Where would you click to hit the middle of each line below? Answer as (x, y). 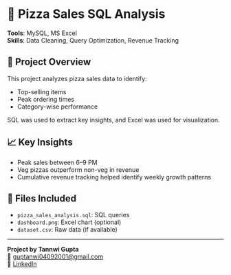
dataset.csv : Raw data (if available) (67, 230)
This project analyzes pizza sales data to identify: (77, 78)
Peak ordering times (45, 99)
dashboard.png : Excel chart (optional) (69, 222)
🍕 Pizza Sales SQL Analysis (86, 14)
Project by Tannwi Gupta (43, 250)
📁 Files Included (42, 198)
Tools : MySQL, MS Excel (42, 33)
